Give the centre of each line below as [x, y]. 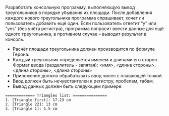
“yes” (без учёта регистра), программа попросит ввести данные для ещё [84, 29]
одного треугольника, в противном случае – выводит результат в [76, 34]
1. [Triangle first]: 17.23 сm [38, 100]
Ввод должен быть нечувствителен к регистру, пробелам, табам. [83, 81]
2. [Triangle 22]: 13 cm [31, 104]
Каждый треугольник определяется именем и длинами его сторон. [86, 60]
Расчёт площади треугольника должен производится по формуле [84, 49]
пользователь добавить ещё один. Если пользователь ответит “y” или [81, 23]
